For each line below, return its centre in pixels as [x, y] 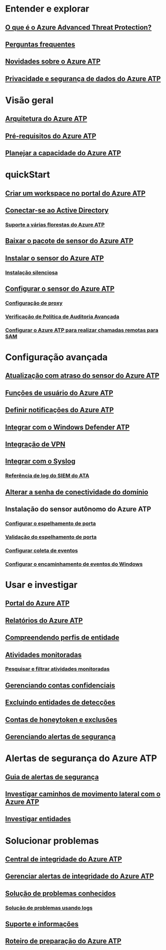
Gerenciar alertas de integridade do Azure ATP [79, 876]
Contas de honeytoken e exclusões [61, 720]
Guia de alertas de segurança [52, 777]
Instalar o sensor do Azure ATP [55, 258]
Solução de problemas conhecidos [61, 893]
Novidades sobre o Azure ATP [53, 62]
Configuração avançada [56, 357]
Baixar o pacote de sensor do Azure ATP [69, 241]
